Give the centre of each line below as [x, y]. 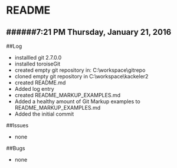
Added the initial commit [44, 114]
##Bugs [16, 148]
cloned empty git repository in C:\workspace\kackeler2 [81, 76]
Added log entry [34, 89]
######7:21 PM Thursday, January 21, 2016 [89, 32]
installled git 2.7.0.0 [38, 57]
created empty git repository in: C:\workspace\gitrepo [80, 70]
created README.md [40, 83]
